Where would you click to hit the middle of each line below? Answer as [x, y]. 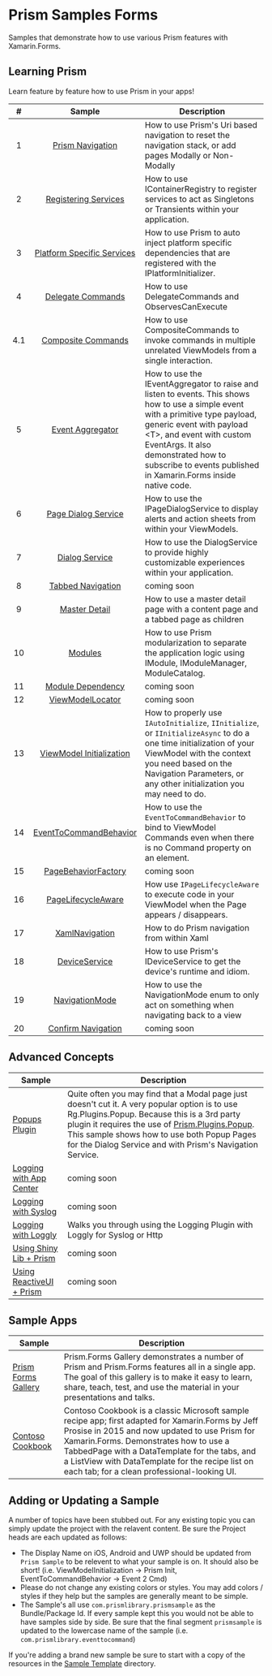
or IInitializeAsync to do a [197, 732]
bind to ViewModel [180, 827]
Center [25, 1188]
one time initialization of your [200, 743]
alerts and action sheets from [200, 519]
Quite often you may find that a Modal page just [158, 1094]
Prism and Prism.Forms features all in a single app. [159, 1367]
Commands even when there [200, 837]
